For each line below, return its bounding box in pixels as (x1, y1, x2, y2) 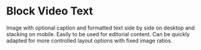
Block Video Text (6, 4, 93, 18)
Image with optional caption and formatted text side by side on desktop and (6, 24, 195, 31)
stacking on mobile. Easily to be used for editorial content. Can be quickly (6, 30, 190, 37)
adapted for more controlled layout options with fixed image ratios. (6, 37, 173, 44)
